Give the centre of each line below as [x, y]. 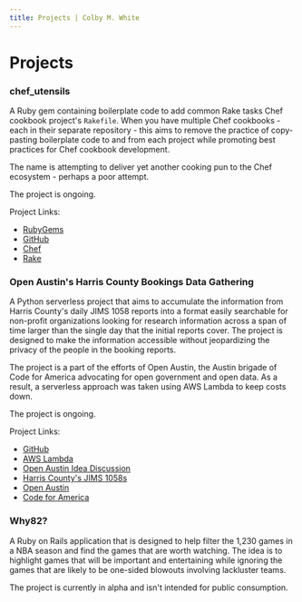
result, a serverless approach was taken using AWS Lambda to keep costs [148, 387]
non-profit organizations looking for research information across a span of [148, 321]
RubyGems [43, 230]
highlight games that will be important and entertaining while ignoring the [146, 560]
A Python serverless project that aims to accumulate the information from [146, 301]
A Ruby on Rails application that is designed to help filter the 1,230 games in [151, 540]
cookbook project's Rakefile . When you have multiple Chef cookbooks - [145, 121]
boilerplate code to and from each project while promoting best [157, 140]
